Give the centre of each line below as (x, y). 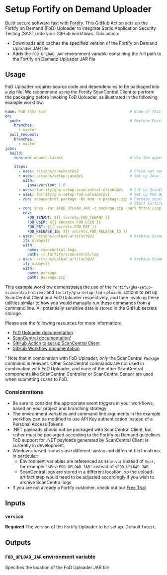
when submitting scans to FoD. (37, 379)
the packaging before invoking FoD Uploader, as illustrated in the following (82, 97)
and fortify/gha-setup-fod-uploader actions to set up (102, 292)
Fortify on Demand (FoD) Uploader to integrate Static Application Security (81, 28)
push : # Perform (80, 121)
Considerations (24, 392)
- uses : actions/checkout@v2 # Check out (86, 171)
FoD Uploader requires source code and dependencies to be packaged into (83, 86)
